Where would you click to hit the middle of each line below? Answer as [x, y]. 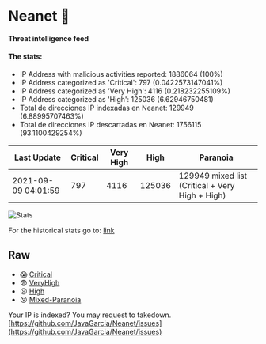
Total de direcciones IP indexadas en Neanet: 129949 [106, 108]
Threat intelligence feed [49, 38]
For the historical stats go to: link [61, 230]
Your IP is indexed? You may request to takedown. [90, 315]
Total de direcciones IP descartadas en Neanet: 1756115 [110, 124]
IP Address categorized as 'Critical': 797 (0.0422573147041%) [121, 82]
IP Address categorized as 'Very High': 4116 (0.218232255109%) [125, 91]
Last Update [38, 157]
